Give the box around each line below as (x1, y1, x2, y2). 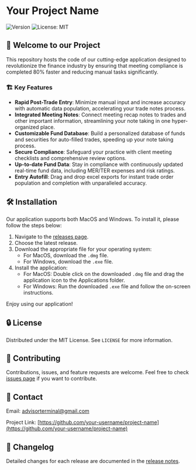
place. (40, 124, 56, 131)
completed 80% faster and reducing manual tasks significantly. (6, 68, 159, 75)
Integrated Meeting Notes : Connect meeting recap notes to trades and (14, 111, 187, 118)
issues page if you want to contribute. (6, 375, 98, 382)
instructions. (23, 289, 54, 296)
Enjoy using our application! (6, 300, 73, 307)
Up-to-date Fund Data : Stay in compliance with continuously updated (14, 161, 183, 168)
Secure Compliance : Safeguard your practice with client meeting (14, 148, 172, 155)
